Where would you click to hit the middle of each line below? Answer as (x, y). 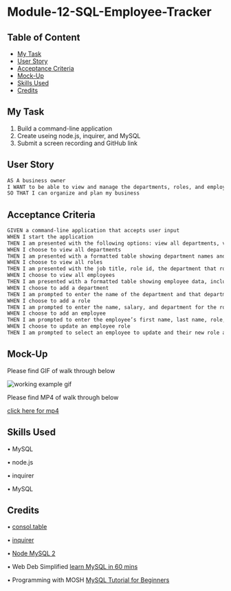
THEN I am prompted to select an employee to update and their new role (113, 333)
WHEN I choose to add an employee (57, 313)
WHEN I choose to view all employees (61, 276)
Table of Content (44, 37)
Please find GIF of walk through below (61, 370)
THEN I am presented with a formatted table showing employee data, (107, 282)
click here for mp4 (33, 410)
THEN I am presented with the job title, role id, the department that (112, 269)
